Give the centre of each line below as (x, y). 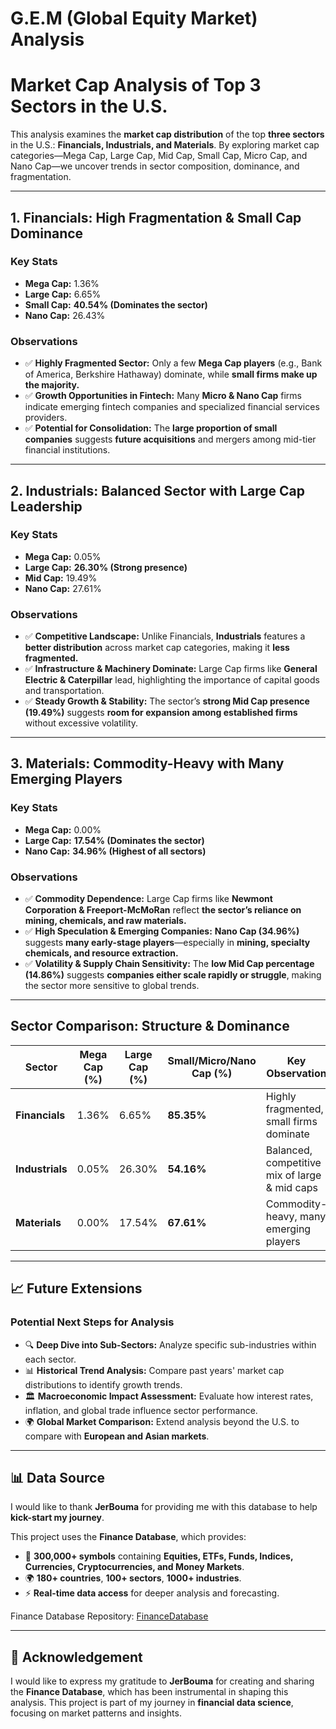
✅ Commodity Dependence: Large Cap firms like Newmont (148, 899)
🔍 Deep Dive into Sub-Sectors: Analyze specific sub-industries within (170, 1344)
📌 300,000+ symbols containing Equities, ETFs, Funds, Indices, (159, 1556)
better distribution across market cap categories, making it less (157, 648)
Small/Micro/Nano (212, 1060)
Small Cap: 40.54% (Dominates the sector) (116, 304)
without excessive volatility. (81, 723)
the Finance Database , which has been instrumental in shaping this (149, 1692)
